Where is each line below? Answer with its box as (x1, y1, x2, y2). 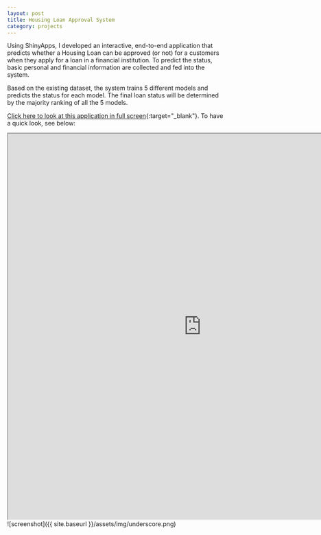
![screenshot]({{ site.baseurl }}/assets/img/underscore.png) (7, 520, 176, 528)
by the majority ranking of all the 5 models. (7, 99, 128, 107)
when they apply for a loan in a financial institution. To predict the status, (7, 56, 213, 64)
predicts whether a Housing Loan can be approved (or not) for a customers (7, 49, 219, 57)
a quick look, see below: (7, 119, 75, 128)
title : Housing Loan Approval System (7, 16, 115, 23)
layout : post (7, 10, 45, 17)
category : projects (7, 23, 63, 29)
